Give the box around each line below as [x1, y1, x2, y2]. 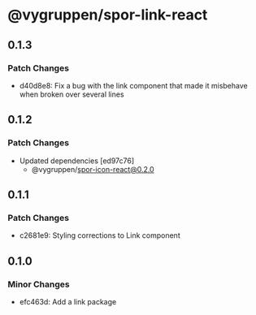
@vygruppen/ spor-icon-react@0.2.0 [31, 164, 155, 174]
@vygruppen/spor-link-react [7, 6, 208, 24]
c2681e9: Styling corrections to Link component [19, 231, 180, 240]
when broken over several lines [19, 89, 124, 99]
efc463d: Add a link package [19, 296, 117, 306]
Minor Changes [7, 278, 70, 290]
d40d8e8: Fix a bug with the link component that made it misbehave [19, 80, 249, 90]
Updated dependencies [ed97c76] [19, 156, 135, 166]
